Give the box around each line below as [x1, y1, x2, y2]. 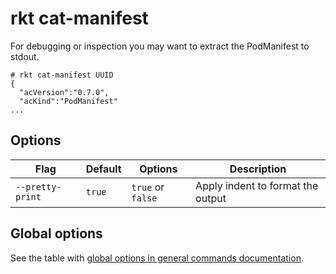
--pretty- [15, 181, 62, 192]
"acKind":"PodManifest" [19, 96, 118, 106]
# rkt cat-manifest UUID [10, 70, 114, 80]
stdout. [10, 50, 40, 62]
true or [131, 180, 165, 194]
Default [85, 162, 122, 176]
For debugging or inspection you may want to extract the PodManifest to [10, 40, 310, 52]
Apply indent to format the [195, 178, 319, 192]
